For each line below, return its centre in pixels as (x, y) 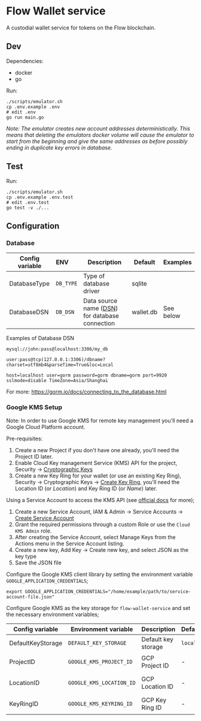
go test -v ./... (28, 208)
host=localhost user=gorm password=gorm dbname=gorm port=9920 (87, 375)
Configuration (33, 226)
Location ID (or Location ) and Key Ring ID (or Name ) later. (86, 488)
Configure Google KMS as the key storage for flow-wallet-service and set (98, 608)
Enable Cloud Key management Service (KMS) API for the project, (96, 462)
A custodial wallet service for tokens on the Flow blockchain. (81, 28)
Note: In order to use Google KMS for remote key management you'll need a (100, 420)
